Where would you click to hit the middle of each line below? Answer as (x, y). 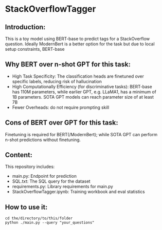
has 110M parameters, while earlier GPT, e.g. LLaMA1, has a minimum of (84, 92)
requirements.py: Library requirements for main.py (63, 187)
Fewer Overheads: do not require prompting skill (61, 107)
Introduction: (25, 27)
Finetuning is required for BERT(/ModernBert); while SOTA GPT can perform (81, 134)
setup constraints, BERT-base (35, 49)
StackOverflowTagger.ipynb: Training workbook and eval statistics (78, 192)
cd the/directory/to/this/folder (39, 218)
